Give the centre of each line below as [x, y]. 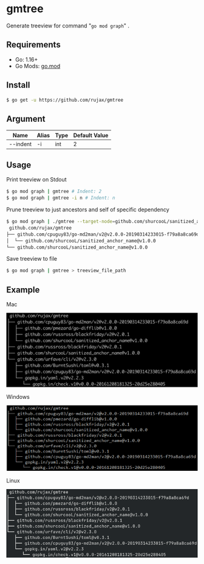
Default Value [91, 135]
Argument [26, 118]
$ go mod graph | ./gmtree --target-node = [61, 222]
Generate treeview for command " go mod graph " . [68, 26]
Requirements [33, 45]
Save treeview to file [32, 259]
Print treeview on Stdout [36, 180]
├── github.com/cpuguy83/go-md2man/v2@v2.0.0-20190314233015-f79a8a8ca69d [103, 234]
